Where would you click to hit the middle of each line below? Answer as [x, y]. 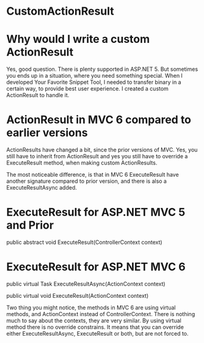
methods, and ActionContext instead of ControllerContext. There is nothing [101, 314]
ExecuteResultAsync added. [42, 188]
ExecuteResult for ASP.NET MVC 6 [96, 267]
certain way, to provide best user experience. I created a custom [88, 89]
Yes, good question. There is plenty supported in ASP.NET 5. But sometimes [102, 69]
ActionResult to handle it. [38, 95]
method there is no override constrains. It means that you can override [95, 327]
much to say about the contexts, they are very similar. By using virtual [94, 320]
